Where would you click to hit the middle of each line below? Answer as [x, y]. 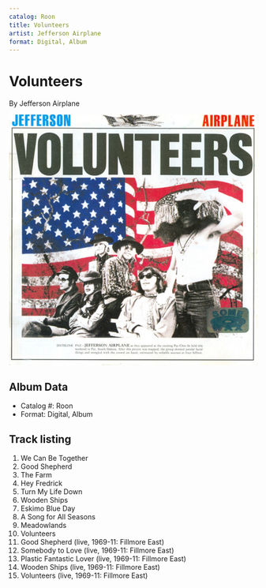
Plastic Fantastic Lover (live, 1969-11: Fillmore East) [103, 559]
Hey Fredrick [41, 483]
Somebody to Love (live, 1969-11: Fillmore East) [97, 551]
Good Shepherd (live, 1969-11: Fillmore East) [92, 542]
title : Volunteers [39, 25]
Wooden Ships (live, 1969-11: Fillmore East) [90, 567]
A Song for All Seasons [58, 517]
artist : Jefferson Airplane [55, 33]
